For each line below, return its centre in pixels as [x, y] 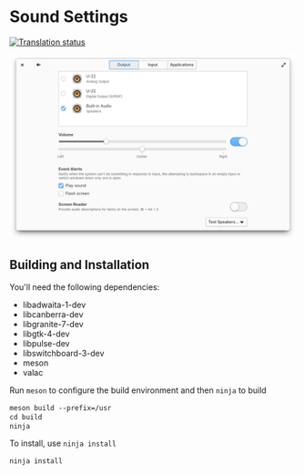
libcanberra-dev [53, 314]
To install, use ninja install [63, 443]
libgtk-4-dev [46, 334]
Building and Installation [80, 265]
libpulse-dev [46, 343]
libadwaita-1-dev [54, 305]
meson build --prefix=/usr [61, 408]
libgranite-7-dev [53, 324]
